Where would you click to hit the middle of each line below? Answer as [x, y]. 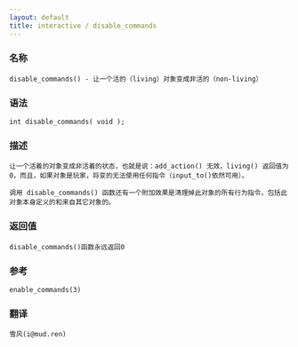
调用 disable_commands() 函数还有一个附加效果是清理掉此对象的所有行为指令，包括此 [148, 193]
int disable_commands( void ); [67, 122]
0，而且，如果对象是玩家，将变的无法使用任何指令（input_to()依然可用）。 [129, 176]
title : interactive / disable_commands [83, 26]
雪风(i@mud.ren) [38, 335]
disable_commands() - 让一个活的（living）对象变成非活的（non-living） [136, 79]
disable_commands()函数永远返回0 [67, 247]
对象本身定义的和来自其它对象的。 [62, 202]
